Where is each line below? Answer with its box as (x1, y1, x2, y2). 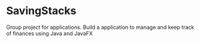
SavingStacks (6, 4, 77, 18)
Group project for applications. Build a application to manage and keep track (6, 24, 195, 31)
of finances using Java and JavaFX (6, 29, 93, 37)
